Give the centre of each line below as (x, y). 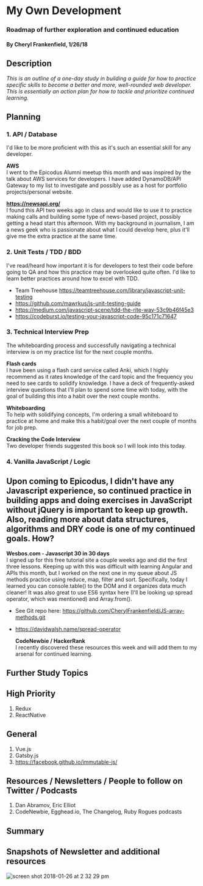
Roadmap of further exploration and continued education (93, 30)
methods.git (30, 617)
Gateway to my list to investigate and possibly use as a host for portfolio (97, 185)
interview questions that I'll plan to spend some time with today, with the (97, 389)
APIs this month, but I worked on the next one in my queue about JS (92, 573)
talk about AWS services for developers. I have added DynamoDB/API (94, 179)
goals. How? (30, 539)
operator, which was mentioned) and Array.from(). (69, 599)
